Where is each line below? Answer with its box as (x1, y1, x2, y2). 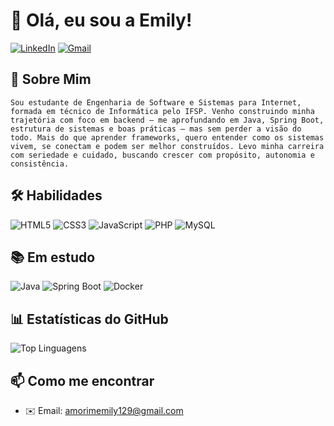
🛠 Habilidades (10, 187, 103, 204)
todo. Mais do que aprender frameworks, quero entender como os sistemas (10, 132, 325, 143)
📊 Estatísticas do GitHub (10, 310, 169, 328)
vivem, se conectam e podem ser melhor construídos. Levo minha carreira (10, 141, 325, 151)
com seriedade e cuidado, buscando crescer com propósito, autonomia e (10, 150, 315, 160)
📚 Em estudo (10, 249, 96, 266)
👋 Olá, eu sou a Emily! (10, 9, 193, 32)
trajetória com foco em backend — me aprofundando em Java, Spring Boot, (10, 115, 325, 125)
